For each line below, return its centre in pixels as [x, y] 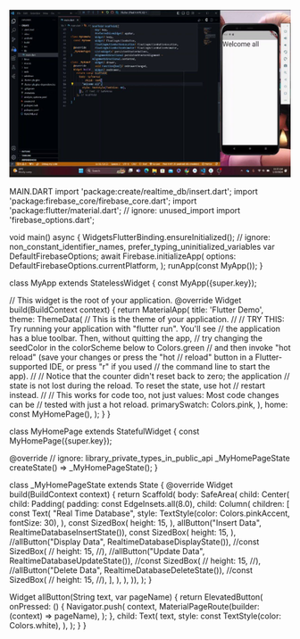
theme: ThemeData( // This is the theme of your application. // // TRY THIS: [147, 319]
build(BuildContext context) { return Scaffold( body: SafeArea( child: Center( [150, 494]
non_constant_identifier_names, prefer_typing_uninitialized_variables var [142, 247]
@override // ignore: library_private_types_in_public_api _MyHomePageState [150, 458]
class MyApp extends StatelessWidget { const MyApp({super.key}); [133, 283]
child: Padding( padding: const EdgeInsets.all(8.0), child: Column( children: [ [150, 504]
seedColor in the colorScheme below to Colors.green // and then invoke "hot [150, 348]
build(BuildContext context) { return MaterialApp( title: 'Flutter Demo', [137, 310]
